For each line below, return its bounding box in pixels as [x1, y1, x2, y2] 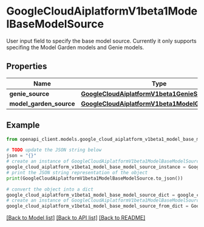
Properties [6, 61, 47, 72]
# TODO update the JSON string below [6, 147, 102, 153]
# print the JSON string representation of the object [6, 169, 148, 175]
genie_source [9, 89, 50, 98]
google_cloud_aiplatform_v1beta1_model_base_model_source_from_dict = [6, 203, 189, 209]
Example [6, 120, 40, 130]
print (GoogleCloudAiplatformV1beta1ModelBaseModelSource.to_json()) [6, 175, 183, 181]
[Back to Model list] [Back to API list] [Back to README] [6, 214, 146, 222]
